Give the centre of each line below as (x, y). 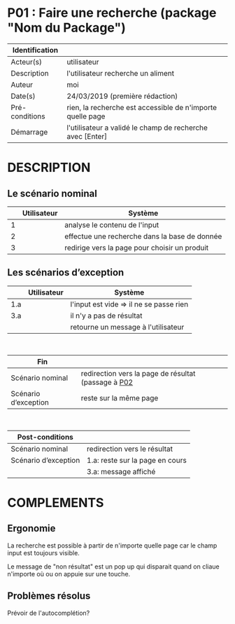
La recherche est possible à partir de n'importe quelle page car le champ (112, 545)
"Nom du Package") (66, 28)
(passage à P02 (107, 382)
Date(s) (23, 96)
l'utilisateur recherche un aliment (120, 73)
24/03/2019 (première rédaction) (122, 96)
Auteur (22, 84)
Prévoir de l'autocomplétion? (49, 613)
